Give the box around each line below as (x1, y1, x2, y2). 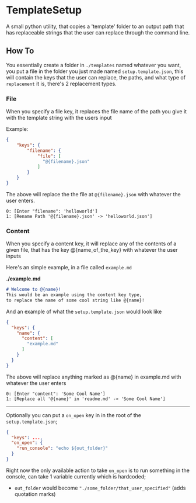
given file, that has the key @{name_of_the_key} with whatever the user (6, 247, 178, 254)
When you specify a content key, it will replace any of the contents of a (6, 240, 177, 247)
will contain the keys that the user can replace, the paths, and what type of (6, 74, 185, 81)
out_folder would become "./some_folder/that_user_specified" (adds (14, 484, 186, 491)
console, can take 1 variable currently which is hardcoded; (6, 473, 146, 480)
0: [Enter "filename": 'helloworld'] (6, 208, 98, 214)
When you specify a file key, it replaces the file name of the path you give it (6, 108, 187, 115)
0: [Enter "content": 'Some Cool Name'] (6, 391, 106, 397)
